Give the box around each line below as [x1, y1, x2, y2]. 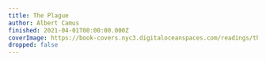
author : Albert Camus [8, 19, 80, 27]
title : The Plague [8, 11, 69, 20]
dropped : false [8, 41, 59, 49]
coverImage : [8, 33, 47, 42]
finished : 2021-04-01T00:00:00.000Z [8, 26, 129, 34]
